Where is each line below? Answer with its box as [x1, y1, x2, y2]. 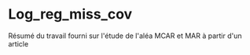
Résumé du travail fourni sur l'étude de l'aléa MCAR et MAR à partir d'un [8, 31, 242, 40]
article [8, 39, 29, 48]
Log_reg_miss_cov [8, 5, 133, 23]
